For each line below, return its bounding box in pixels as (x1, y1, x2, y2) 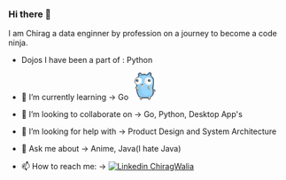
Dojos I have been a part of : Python (20, 55, 153, 66)
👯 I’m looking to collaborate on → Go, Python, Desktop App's (20, 109, 243, 120)
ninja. (8, 37, 28, 48)
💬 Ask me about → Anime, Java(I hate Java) (20, 144, 182, 154)
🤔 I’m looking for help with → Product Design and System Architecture (20, 126, 277, 137)
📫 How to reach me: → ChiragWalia (20, 161, 195, 172)
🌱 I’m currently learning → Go (20, 92, 129, 103)
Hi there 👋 (8, 8, 52, 20)
